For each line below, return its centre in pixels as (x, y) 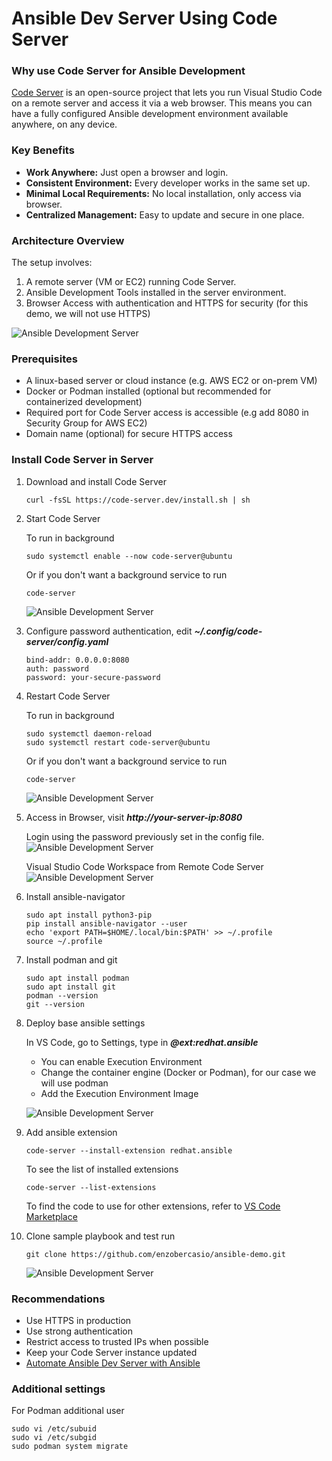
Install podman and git (71, 959)
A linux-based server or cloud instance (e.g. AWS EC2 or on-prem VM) (171, 381)
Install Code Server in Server (82, 460)
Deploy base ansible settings (85, 1023)
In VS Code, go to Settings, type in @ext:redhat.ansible (142, 1042)
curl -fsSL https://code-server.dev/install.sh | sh (138, 500)
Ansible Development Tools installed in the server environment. (156, 293)
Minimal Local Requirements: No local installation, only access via (163, 193)
